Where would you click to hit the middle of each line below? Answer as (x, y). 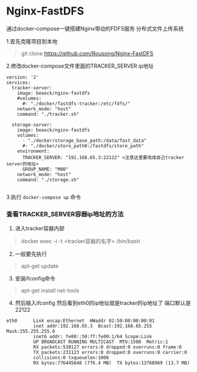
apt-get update (40, 266)
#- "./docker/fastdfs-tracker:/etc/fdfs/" (76, 104)
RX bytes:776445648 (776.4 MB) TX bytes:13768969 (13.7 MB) (111, 363)
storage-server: (32, 125)
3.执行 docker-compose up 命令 (44, 197)
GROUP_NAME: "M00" (45, 169)
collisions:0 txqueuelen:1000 (71, 358)
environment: (33, 151)
